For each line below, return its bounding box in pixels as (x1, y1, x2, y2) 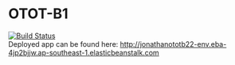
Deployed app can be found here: (8, 39, 119, 48)
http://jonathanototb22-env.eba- (119, 39, 227, 48)
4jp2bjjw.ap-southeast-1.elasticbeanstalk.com (8, 48, 159, 57)
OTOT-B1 (8, 5, 69, 23)
